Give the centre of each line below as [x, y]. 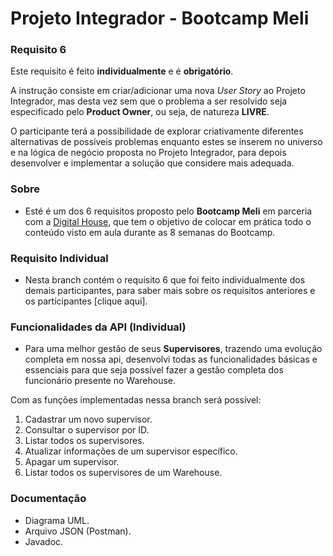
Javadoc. [44, 541]
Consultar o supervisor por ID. [87, 430]
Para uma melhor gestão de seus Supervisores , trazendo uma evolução [173, 349]
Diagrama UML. [57, 520]
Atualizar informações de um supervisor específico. [131, 451]
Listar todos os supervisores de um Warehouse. [123, 473]
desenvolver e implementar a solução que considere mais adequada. [152, 163]
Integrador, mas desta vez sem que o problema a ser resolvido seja [149, 101]
